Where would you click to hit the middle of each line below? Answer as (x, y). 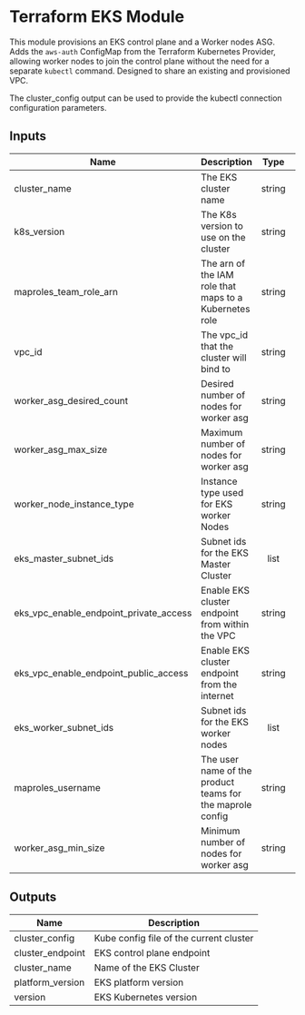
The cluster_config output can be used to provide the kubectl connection (146, 98)
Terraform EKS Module (97, 17)
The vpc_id (225, 335)
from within (225, 624)
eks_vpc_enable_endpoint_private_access (103, 613)
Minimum (221, 831)
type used (222, 492)
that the (217, 346)
